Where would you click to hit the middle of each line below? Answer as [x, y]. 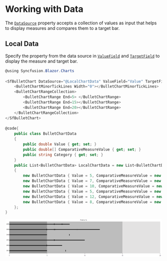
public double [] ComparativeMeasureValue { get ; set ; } [82, 149]
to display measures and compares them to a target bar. [63, 28]
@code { [12, 129]
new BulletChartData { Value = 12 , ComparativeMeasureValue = [89, 197]
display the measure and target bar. [42, 61]
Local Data [22, 44]
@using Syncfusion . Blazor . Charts [40, 71]
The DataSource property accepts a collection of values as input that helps [81, 23]
